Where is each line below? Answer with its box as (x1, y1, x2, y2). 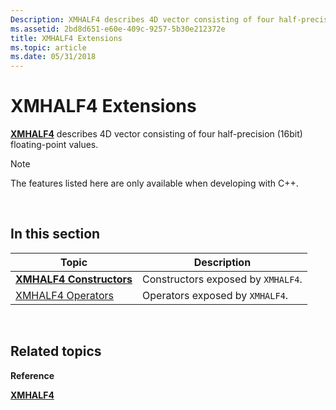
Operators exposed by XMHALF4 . (142, 288, 289, 302)
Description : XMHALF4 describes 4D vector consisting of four (10, 14, 275, 25)
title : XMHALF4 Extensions (10, 33, 123, 43)
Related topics (10, 343, 102, 360)
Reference (10, 369, 55, 381)
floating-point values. (10, 139, 99, 151)
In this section (10, 226, 101, 243)
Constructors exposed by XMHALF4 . (142, 272, 303, 286)
